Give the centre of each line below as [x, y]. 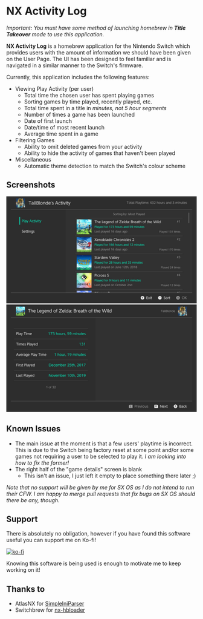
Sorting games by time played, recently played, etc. [88, 102]
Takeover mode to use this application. [55, 34]
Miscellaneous [33, 159]
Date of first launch [48, 121]
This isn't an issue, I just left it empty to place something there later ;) [110, 476]
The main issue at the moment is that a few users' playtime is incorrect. [104, 444]
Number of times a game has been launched [79, 114]
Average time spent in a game [61, 134]
